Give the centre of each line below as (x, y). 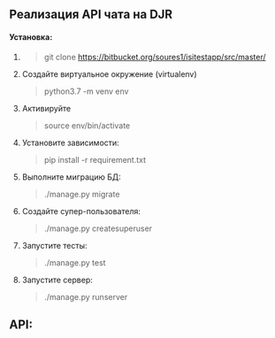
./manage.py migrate (82, 194)
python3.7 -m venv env (86, 91)
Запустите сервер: (57, 280)
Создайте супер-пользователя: (81, 211)
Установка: (31, 37)
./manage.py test (75, 262)
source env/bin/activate (87, 125)
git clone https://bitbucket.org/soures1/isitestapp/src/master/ (155, 57)
